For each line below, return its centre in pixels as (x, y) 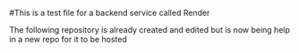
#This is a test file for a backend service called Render (110, 13)
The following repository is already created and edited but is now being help (150, 30)
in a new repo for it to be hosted (68, 39)
